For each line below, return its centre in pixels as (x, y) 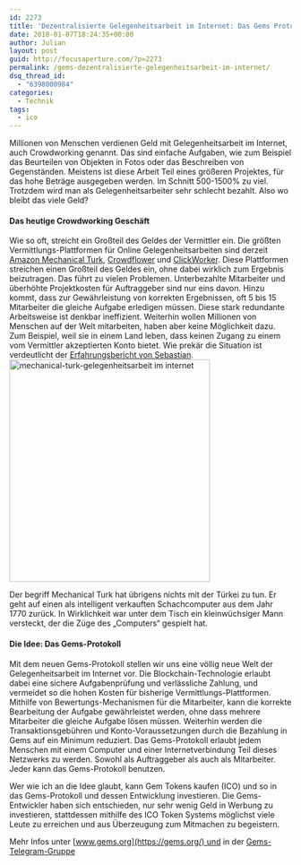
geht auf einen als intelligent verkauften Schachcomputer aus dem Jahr (141, 604)
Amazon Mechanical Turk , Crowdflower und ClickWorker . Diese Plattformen (149, 260)
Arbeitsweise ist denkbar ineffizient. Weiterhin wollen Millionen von (133, 317)
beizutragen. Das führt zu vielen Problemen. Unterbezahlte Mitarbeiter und (147, 279)
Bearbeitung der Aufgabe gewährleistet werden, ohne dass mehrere (135, 711)
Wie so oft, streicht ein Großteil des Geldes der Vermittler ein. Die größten (145, 241)
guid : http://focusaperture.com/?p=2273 (86, 59)
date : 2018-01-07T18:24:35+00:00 (72, 34)
